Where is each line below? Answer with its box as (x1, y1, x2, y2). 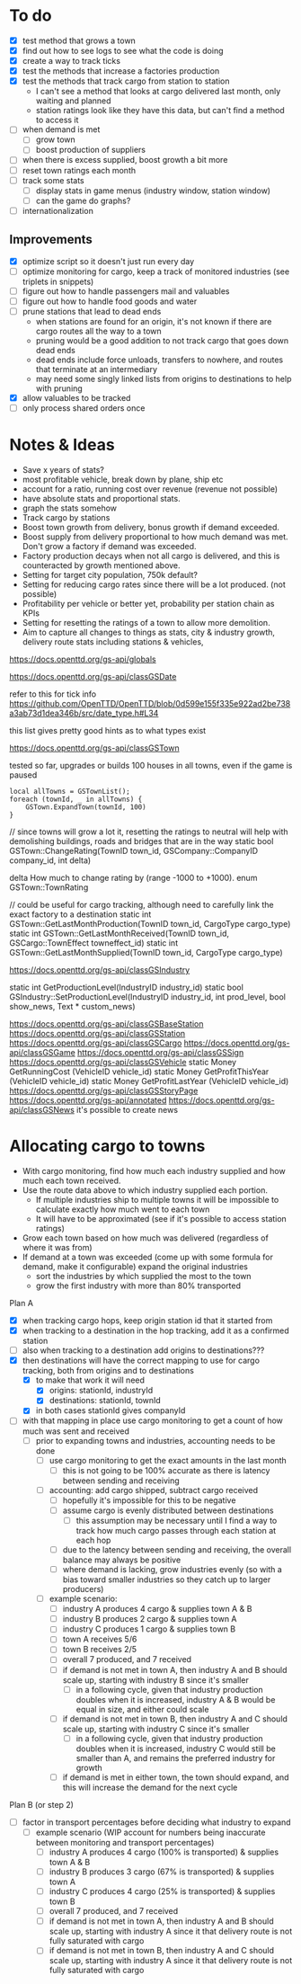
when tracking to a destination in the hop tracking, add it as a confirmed (22, 1325, 289, 1336)
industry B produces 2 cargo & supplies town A (62, 1614, 237, 1624)
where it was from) (22, 1241, 93, 1252)
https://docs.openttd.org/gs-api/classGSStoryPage (9, 1085, 199, 1096)
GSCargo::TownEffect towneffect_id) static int (9, 938, 178, 948)
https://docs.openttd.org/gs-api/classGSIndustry (9, 965, 190, 975)
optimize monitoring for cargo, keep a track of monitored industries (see (22, 266, 290, 277)
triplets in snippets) (22, 276, 94, 287)
